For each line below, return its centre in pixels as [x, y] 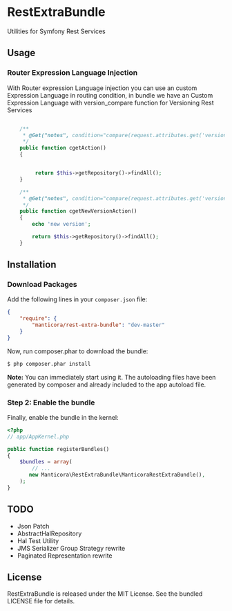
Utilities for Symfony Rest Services [56, 31]
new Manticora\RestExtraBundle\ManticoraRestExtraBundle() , [117, 475]
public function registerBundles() [58, 449]
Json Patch [33, 526]
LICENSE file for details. [41, 601]
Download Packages [42, 285]
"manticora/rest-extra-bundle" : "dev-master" [99, 325]
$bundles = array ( [46, 462]
